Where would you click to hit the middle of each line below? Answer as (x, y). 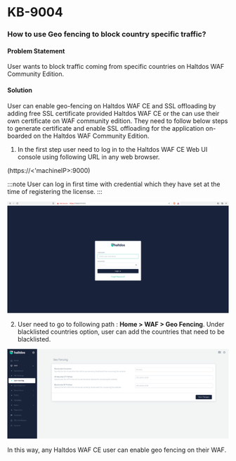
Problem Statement (36, 51)
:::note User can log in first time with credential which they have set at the (114, 184)
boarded (20, 136)
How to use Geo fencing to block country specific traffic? (107, 34)
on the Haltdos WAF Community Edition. (91, 136)
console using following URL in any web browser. (88, 157)
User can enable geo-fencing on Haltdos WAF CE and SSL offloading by (112, 105)
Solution (20, 90)
